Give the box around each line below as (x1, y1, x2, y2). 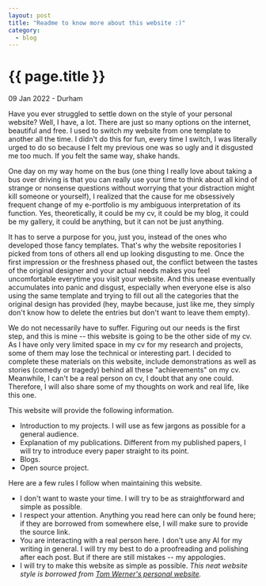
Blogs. (19, 455, 41, 464)
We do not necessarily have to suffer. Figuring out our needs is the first (8, 323, 240, 333)
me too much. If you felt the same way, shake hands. (8, 151, 180, 161)
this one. (8, 391, 37, 400)
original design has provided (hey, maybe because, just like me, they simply (8, 300, 255, 309)
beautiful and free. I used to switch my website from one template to (8, 126, 231, 135)
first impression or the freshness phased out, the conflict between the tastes (8, 258, 258, 267)
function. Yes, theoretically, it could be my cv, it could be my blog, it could (8, 209, 249, 218)
